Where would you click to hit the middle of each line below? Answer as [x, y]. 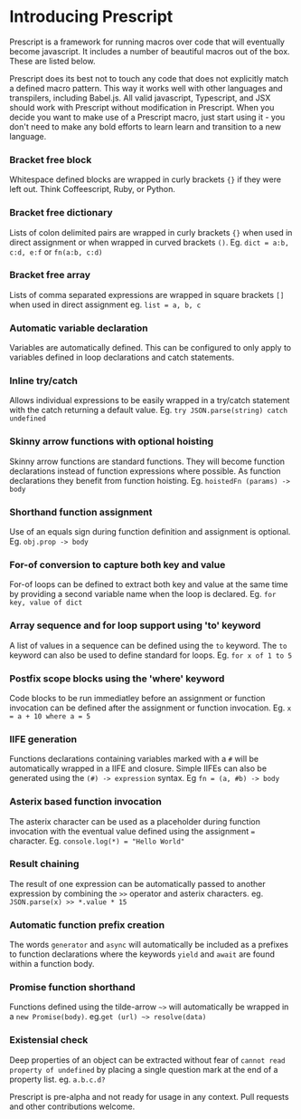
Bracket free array [50, 275]
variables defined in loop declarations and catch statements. [122, 357]
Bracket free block [51, 159]
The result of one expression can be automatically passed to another [137, 883]
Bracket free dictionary [61, 213]
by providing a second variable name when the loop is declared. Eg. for [143, 594]
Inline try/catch [44, 381]
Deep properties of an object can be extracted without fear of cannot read [148, 1060]
